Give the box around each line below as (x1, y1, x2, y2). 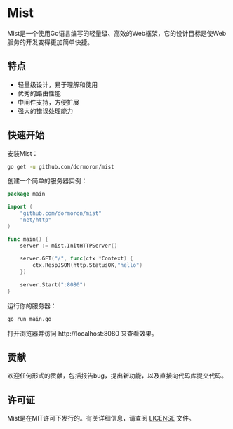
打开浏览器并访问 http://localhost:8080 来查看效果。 (7, 329, 158, 338)
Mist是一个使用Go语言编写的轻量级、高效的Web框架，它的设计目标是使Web (7, 29, 227, 37)
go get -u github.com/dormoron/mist (7, 163, 114, 170)
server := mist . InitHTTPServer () (20, 242, 118, 249)
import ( (7, 204, 33, 211)
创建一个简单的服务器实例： (7, 177, 88, 185)
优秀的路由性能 (17, 89, 61, 98)
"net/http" (20, 216, 52, 224)
